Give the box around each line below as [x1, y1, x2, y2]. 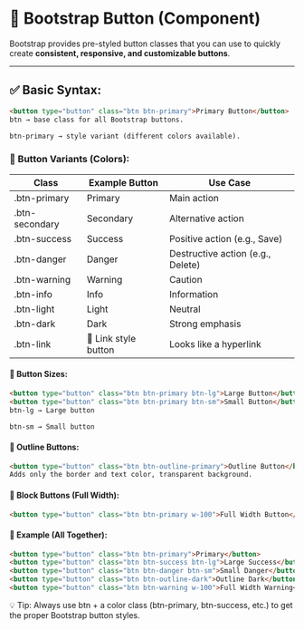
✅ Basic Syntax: [9, 82, 102, 98]
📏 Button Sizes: [9, 369, 68, 380]
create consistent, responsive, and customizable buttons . [9, 47, 231, 58]
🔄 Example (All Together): [9, 529, 108, 540]
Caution [168, 273, 203, 286]
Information [168, 287, 219, 300]
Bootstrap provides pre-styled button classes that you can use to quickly [9, 38, 280, 49]
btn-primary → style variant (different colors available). [9, 131, 242, 141]
